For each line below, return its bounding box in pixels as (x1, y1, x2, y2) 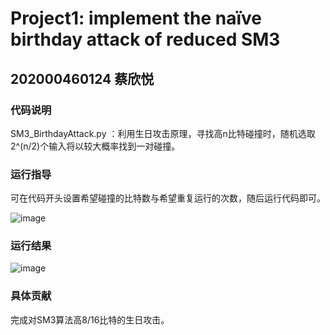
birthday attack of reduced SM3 (10, 28, 281, 51)
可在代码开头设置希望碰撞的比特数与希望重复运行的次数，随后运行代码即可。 (10, 192, 326, 204)
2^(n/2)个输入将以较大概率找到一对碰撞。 (10, 140, 181, 152)
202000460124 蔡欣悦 (10, 70, 155, 87)
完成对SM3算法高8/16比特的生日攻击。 (10, 313, 170, 326)
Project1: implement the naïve (10, 7, 262, 30)
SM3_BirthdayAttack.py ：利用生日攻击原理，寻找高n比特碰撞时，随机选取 (10, 127, 316, 139)
